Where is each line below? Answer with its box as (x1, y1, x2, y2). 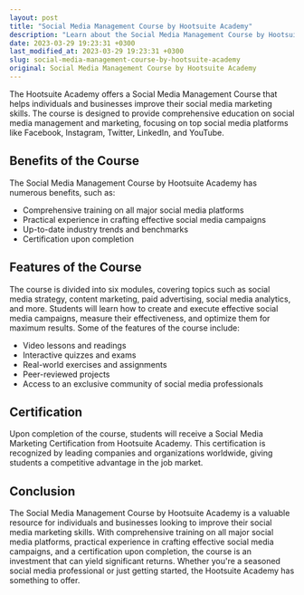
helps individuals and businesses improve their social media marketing (9, 98, 273, 109)
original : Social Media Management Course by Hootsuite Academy (9, 64, 257, 73)
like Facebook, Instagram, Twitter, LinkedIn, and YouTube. (9, 127, 224, 138)
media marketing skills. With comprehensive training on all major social (9, 527, 274, 538)
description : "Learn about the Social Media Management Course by (9, 30, 265, 39)
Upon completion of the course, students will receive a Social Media (9, 428, 264, 439)
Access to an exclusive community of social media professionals (22, 378, 264, 389)
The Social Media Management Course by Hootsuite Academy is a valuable (9, 508, 290, 519)
